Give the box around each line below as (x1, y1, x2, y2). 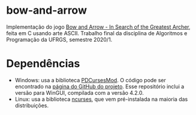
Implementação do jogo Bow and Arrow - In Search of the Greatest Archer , (6, 23, 191, 30)
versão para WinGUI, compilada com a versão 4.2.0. (14, 89, 144, 96)
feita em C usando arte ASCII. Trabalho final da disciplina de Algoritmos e (6, 29, 188, 36)
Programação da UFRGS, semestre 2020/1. (6, 36, 113, 43)
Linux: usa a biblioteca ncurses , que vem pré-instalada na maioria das (14, 95, 188, 102)
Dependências (6, 57, 80, 70)
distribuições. (14, 102, 49, 109)
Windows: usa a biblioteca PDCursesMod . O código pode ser (14, 76, 167, 83)
